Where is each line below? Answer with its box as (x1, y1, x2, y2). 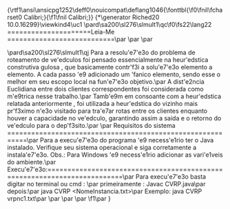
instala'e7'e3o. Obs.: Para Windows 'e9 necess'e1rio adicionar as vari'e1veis (7, 151, 223, 159)
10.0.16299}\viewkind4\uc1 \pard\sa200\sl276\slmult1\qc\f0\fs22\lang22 (7, 21, 212, 28)
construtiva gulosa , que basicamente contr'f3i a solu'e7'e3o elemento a (7, 63, 213, 71)
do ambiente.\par (7, 158, 56, 166)
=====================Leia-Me (7, 27, 115, 36)
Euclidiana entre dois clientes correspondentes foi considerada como (7, 85, 205, 93)
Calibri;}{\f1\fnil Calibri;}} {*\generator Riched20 (23, 13, 160, 21)
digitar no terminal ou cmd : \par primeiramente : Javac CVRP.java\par (7, 180, 206, 188)
